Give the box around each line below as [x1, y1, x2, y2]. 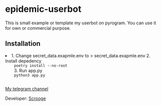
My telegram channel [5, 86, 49, 92]
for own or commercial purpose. [5, 25, 71, 31]
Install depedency [5, 58, 42, 64]
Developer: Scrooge [5, 95, 46, 101]
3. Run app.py [14, 67, 43, 73]
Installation [5, 40, 41, 48]
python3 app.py [14, 73, 46, 78]
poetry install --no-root [14, 63, 68, 68]
